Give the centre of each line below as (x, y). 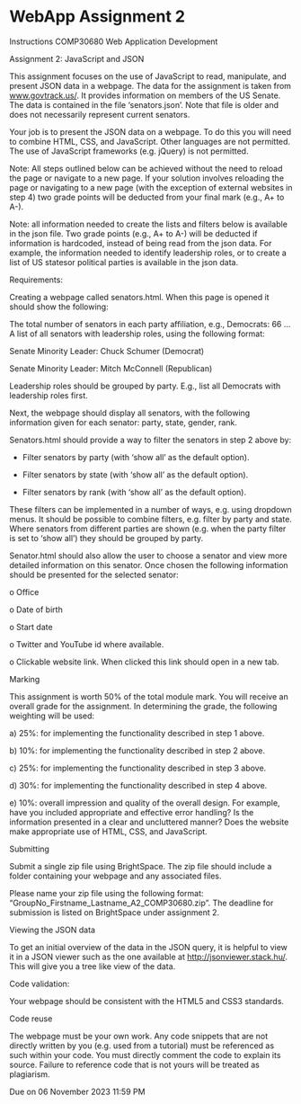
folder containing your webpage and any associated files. (115, 876)
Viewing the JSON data (53, 930)
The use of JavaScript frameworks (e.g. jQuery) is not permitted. (129, 151)
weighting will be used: (52, 716)
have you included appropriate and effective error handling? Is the (132, 812)
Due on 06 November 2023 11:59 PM (77, 1091)
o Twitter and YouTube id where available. (87, 644)
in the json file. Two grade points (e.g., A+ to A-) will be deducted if (133, 233)
